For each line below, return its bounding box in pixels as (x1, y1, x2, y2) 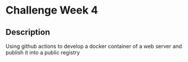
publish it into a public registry (5, 49, 80, 56)
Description (5, 27, 50, 37)
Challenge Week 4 (5, 4, 98, 17)
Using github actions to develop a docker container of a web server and (5, 43, 183, 50)
